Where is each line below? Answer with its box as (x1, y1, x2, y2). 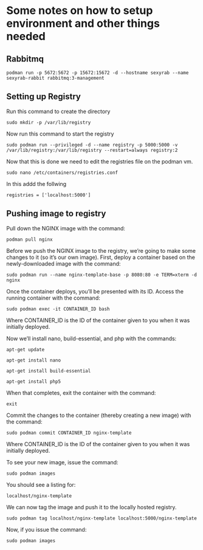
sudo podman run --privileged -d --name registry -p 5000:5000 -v (6, 142, 178, 148)
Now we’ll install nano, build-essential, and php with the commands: (6, 335, 177, 342)
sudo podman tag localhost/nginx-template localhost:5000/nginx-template (6, 515, 198, 521)
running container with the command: (6, 294, 100, 301)
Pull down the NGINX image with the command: (6, 224, 126, 232)
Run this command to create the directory (6, 108, 111, 115)
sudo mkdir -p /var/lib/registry (6, 119, 91, 125)
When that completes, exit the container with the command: (6, 389, 156, 396)
